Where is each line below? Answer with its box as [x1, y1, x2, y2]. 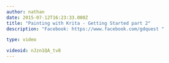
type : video [6, 37, 36, 43]
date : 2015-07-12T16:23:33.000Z [6, 15, 88, 21]
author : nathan [6, 8, 45, 15]
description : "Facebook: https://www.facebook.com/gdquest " [6, 25, 165, 32]
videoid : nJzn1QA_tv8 [6, 48, 61, 54]
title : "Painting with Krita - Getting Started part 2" [6, 20, 151, 26]
